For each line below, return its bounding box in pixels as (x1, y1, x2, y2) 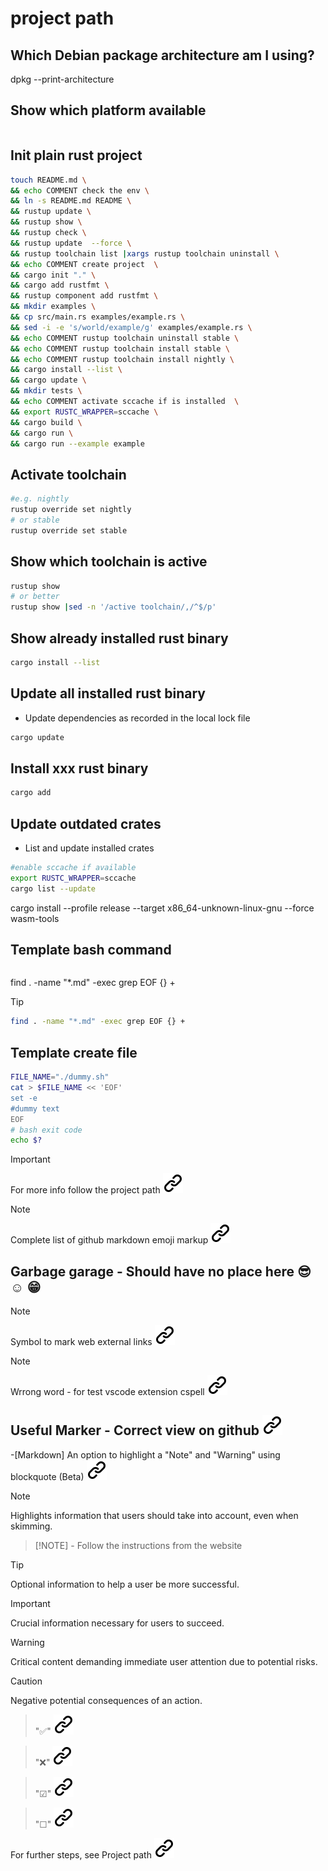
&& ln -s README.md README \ (10, 196, 132, 206)
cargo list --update (10, 883, 97, 894)
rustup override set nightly (10, 505, 132, 515)
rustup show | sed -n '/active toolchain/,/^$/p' (10, 602, 217, 612)
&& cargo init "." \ (10, 270, 97, 280)
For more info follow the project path (10, 1184, 161, 1196)
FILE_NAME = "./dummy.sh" (10, 1072, 110, 1082)
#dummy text (10, 1103, 60, 1114)
